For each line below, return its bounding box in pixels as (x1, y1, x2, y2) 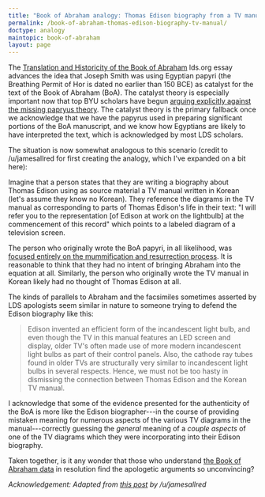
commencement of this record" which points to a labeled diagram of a (8, 219, 236, 230)
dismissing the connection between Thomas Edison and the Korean (27, 375, 247, 385)
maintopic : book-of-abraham (8, 33, 101, 42)
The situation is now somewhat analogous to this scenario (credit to (8, 146, 229, 155)
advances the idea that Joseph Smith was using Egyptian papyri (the (8, 71, 231, 81)
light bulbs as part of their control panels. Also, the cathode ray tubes (27, 350, 254, 359)
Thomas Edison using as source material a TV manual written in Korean (8, 186, 240, 195)
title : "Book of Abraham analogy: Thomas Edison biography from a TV (8, 11, 242, 20)
